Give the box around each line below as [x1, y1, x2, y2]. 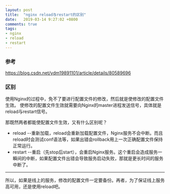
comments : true [5, 21, 37, 27]
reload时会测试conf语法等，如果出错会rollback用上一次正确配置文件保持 [12, 136, 163, 142]
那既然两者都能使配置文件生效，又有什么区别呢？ [5, 120, 107, 126]
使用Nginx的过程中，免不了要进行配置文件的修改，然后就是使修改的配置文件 [5, 96, 164, 102]
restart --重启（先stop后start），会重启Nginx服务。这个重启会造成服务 [12, 149, 158, 155]
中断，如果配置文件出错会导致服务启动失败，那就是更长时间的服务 [26, 156, 163, 162]
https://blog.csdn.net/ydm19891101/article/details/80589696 [5, 70, 131, 76]
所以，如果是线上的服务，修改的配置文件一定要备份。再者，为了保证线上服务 [5, 177, 165, 183]
